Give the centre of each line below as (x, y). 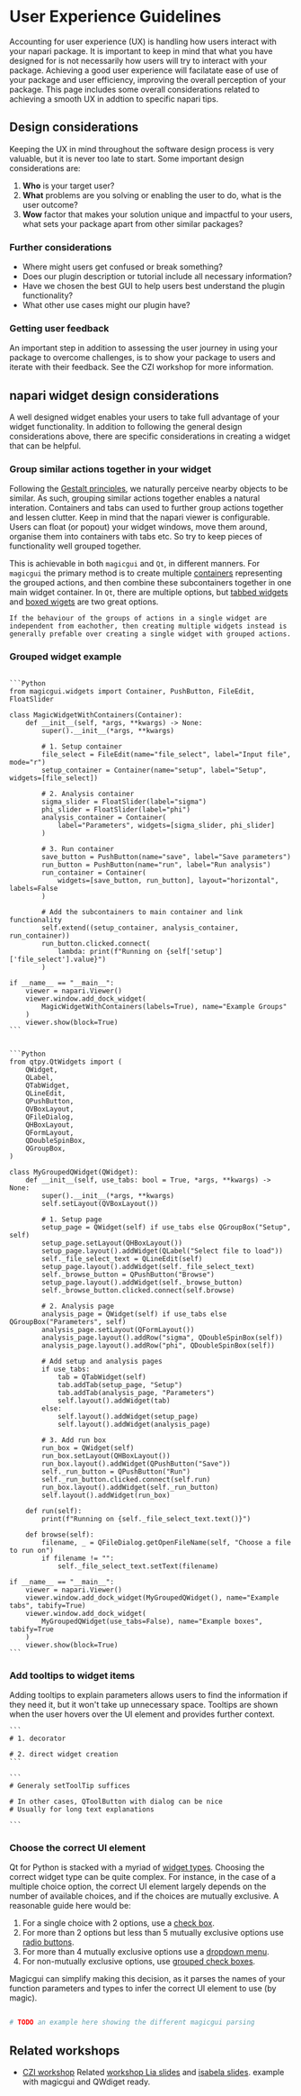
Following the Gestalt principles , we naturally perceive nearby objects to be (149, 489)
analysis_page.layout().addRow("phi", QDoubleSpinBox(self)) (159, 1345)
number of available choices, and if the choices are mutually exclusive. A (144, 1896)
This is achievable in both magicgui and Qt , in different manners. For (135, 564)
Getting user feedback (59, 328)
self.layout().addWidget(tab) (114, 1401)
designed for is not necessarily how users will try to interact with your (138, 60)
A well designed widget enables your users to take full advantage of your (145, 417)
